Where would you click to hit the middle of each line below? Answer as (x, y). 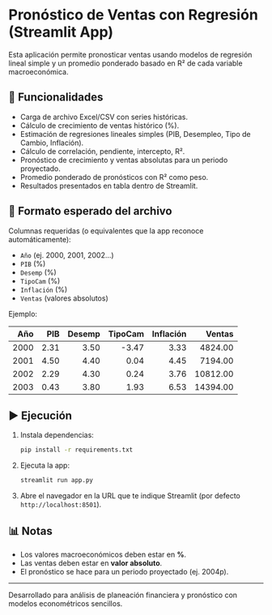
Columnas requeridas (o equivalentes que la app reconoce (106, 231)
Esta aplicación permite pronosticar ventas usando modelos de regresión (130, 54)
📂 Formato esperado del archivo (90, 211)
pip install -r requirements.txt (76, 450)
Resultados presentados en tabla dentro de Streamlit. (109, 186)
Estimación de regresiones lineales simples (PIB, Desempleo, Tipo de (135, 134)
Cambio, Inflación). (52, 143)
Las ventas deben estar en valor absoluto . (91, 563)
